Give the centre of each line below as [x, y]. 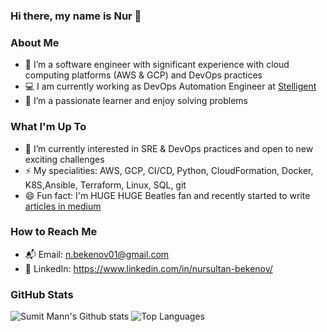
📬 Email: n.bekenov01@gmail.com [97, 254]
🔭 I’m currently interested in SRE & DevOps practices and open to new [169, 148]
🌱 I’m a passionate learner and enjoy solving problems [136, 101]
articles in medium [63, 206]
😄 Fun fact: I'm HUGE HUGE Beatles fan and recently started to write [167, 195]
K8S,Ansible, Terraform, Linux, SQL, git [105, 185]
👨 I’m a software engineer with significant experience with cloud [157, 65]
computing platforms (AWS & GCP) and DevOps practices [143, 75]
